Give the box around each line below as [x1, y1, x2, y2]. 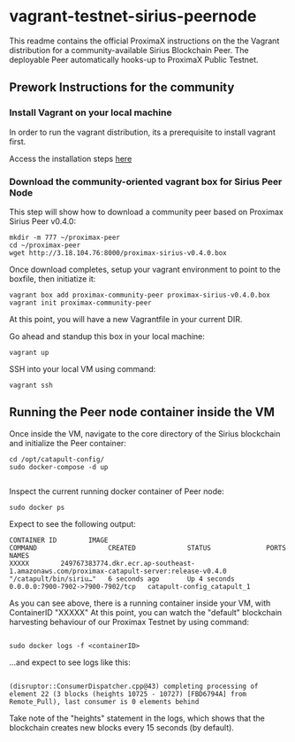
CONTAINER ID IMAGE [9, 536, 109, 545]
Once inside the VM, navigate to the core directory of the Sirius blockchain [9, 428, 281, 439]
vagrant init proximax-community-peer [9, 298, 152, 307]
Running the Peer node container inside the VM [9, 405, 276, 420]
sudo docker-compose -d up [9, 462, 109, 471]
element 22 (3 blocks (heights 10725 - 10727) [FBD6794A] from [9, 689, 247, 699]
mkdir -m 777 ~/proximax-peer [9, 233, 121, 242]
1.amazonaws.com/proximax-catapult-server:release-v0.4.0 [9, 567, 227, 576]
